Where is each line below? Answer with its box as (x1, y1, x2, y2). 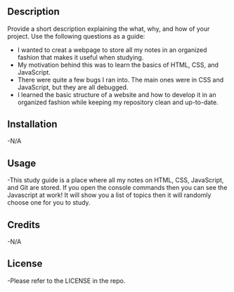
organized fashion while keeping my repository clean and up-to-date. (17, 98, 219, 106)
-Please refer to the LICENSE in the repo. (7, 277, 126, 285)
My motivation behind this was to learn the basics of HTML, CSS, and (17, 61, 219, 69)
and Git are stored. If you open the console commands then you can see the (7, 184, 228, 192)
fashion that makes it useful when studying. (17, 53, 144, 61)
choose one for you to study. (7, 198, 91, 207)
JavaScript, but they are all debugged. (17, 83, 129, 91)
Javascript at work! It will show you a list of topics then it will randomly (7, 191, 212, 199)
